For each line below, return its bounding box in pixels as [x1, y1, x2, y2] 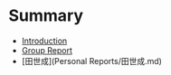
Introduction [21, 35, 68, 46]
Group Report [21, 44, 73, 55]
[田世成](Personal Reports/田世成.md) [21, 55, 162, 66]
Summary [8, 5, 83, 26]
